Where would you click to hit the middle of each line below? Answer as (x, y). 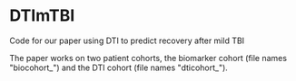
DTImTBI (42, 16)
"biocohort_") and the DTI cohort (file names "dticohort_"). (119, 67)
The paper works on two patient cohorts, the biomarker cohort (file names (148, 58)
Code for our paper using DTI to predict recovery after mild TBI (127, 40)
